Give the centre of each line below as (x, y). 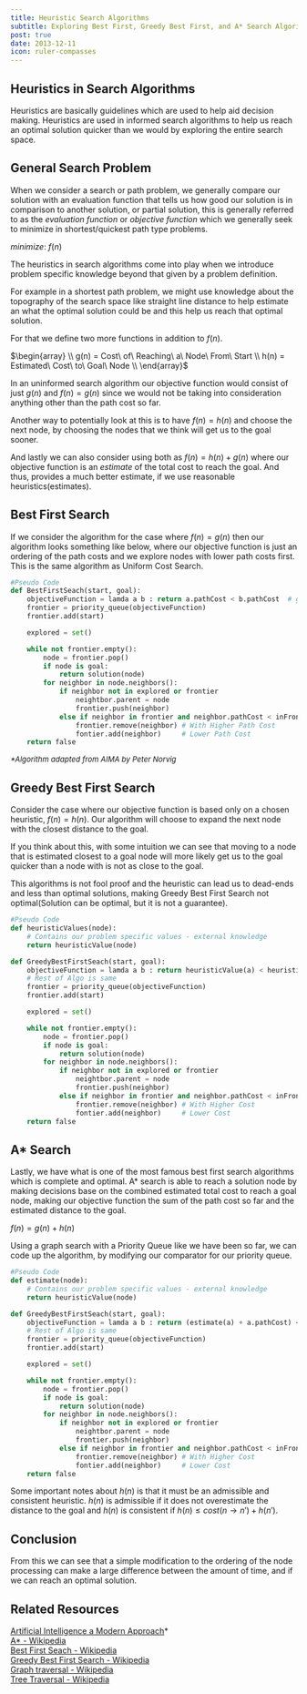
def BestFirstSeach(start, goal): (76, 591)
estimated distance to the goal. (68, 1210)
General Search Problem (81, 168)
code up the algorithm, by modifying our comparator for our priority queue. (151, 1255)
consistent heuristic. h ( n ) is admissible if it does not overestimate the (140, 1501)
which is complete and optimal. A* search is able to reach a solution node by (153, 1181)
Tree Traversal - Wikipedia (60, 1679)
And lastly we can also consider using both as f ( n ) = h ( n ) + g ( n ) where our (150, 457)
